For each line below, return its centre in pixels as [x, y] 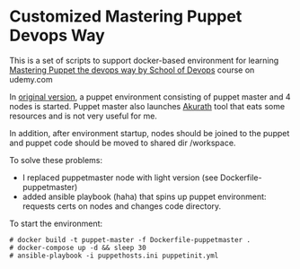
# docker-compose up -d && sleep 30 [78, 247]
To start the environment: [56, 223]
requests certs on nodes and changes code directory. [122, 206]
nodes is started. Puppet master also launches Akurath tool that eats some [147, 106]
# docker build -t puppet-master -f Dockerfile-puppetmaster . [130, 239]
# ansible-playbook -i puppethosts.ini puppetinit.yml [114, 256]
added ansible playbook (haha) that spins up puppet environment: [144, 196]
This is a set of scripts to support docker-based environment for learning [144, 60]
